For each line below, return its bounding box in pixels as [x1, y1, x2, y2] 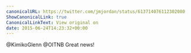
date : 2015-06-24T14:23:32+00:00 [6, 25, 88, 31]
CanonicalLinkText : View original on [6, 19, 99, 25]
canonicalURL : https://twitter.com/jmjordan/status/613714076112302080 [6, 8, 185, 15]
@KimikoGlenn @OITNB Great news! [6, 41, 95, 48]
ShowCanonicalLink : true [6, 14, 67, 20]
